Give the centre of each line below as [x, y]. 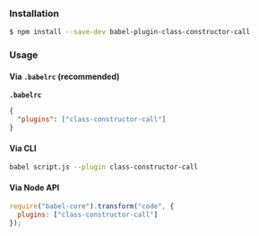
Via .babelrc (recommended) [65, 76]
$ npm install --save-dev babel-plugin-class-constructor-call [130, 32]
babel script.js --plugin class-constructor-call [104, 167]
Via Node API [35, 188]
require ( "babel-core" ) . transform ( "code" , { [92, 206]
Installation [35, 13]
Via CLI [23, 148]
